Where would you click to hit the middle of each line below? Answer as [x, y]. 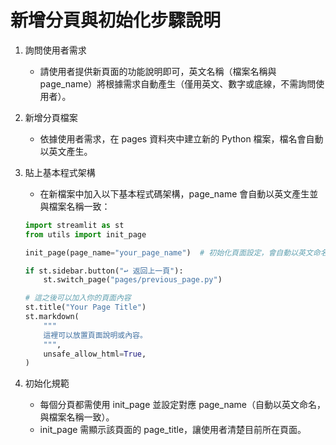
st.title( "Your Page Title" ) [85, 307]
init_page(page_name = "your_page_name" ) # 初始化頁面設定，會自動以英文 [168, 252]
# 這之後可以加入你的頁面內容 [78, 298]
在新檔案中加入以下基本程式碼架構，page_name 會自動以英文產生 [174, 193]
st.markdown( [52, 317]
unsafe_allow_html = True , [95, 354]
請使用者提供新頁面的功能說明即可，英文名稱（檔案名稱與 [158, 71]
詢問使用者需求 [55, 50]
